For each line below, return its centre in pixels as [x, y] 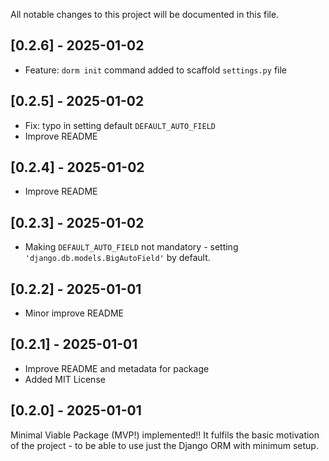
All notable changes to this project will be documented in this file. [145, 14]
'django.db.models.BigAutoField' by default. [117, 258]
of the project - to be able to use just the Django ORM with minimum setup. [164, 445]
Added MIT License [65, 379]
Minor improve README [74, 313]
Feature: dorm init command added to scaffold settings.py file [155, 70]
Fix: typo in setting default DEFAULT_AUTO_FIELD [120, 125]
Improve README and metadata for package [117, 368]
